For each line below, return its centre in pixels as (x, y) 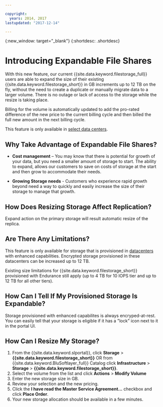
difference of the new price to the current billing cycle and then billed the (78, 114)
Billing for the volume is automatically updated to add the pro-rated (72, 110)
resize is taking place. (27, 100)
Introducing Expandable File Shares (78, 61)
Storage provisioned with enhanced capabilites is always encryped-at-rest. (80, 315)
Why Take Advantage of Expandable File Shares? (81, 144)
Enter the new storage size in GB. (45, 379)
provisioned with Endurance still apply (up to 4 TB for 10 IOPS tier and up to (81, 276)
